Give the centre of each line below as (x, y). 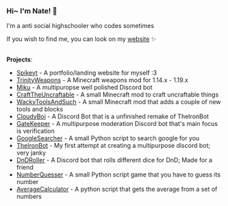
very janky (31, 153)
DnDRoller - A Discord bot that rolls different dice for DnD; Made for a (114, 159)
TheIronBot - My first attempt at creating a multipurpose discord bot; (113, 145)
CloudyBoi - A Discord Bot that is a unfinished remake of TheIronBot (113, 116)
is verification (36, 131)
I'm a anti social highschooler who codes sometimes (80, 26)
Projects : (20, 59)
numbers (29, 196)
